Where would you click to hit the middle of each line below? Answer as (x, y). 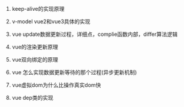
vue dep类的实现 (33, 98)
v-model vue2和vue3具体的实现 (51, 22)
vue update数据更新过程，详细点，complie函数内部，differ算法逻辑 (95, 34)
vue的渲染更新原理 (35, 47)
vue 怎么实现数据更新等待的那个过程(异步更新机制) (74, 72)
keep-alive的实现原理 (38, 9)
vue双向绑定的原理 (35, 59)
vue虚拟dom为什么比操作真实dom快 (56, 85)
